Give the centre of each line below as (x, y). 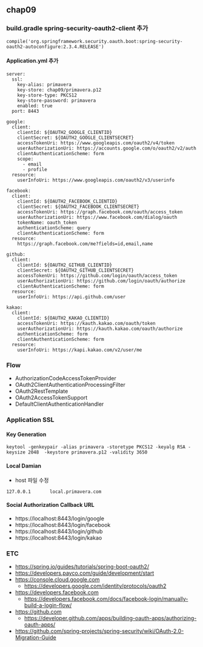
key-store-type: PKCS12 (47, 95)
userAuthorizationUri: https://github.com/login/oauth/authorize (101, 281)
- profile (35, 169)
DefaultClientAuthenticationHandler (59, 404)
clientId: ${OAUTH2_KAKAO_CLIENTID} (64, 318)
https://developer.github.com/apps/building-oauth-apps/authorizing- (110, 619)
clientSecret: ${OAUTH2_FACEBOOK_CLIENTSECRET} (78, 206)
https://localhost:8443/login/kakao (58, 538)
